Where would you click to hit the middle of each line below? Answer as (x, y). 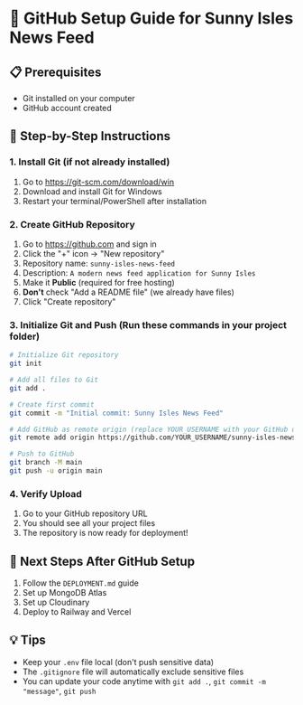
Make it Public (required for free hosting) (99, 282)
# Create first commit (52, 404)
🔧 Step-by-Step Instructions (90, 136)
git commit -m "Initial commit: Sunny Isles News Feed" (116, 413)
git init (26, 364)
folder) (25, 336)
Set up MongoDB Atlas (64, 593)
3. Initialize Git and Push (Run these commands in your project (148, 324)
